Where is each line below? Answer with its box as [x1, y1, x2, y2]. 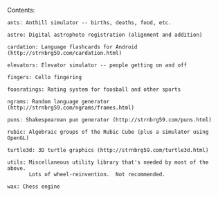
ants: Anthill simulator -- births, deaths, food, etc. [7, 19, 172, 26]
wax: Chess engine [7, 183, 60, 190]
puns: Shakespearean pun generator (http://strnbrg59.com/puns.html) [7, 117, 212, 123]
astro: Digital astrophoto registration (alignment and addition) [7, 31, 203, 38]
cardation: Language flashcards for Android [7, 44, 138, 51]
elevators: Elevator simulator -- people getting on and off [7, 62, 188, 69]
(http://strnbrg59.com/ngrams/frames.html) [7, 104, 135, 111]
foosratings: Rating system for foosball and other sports [7, 86, 181, 93]
